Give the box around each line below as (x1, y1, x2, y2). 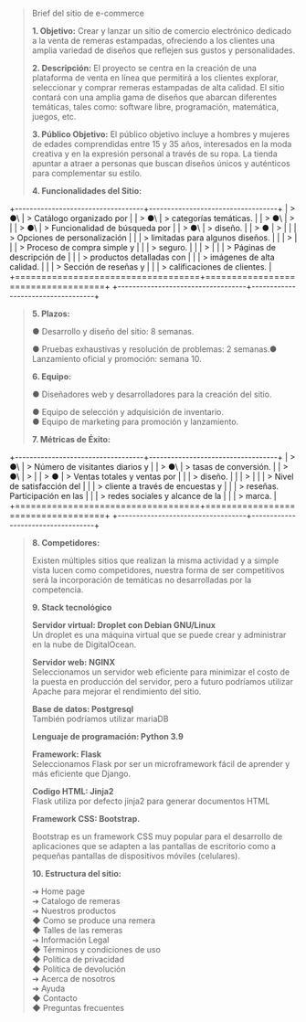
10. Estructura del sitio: (31, 868, 121, 878)
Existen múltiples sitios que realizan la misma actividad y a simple (31, 555, 280, 566)
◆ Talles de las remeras (31, 925, 123, 935)
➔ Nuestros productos (31, 905, 117, 916)
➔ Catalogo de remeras (31, 896, 121, 906)
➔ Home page (31, 886, 85, 897)
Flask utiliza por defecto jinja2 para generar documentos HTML (31, 795, 270, 806)
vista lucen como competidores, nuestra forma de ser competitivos (31, 565, 285, 575)
